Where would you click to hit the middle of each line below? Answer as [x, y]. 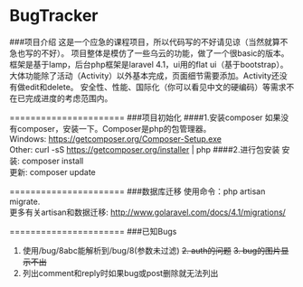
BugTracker [54, 16]
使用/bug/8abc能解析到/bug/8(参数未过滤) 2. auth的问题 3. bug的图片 [151, 250]
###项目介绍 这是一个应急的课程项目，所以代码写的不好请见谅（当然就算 [145, 42]
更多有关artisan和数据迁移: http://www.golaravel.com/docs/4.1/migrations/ [148, 212]
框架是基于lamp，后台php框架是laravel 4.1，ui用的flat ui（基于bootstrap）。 [149, 64]
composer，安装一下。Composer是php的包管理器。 [114, 128]
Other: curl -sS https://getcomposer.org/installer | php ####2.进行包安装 [145, 149]
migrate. [25, 201]
